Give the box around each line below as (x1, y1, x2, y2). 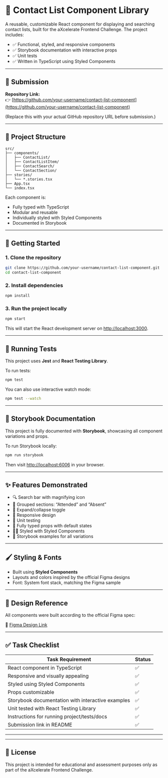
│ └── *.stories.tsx (5, 177, 52, 182)
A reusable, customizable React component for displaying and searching (5, 21, 155, 27)
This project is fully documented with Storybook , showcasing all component (5, 428, 162, 434)
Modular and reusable (12, 209, 58, 215)
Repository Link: (5, 91, 40, 97)
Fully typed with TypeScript (12, 204, 69, 210)
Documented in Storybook (12, 220, 67, 226)
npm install (5, 293, 30, 298)
